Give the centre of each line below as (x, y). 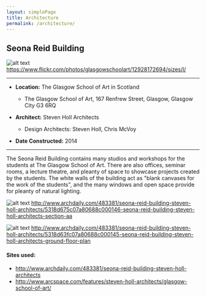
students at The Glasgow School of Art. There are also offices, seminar (96, 165)
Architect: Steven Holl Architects (57, 118)
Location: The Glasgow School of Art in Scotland (77, 87)
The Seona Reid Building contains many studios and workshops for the (96, 159)
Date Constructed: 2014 (46, 141)
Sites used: (21, 255)
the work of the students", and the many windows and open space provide (101, 185)
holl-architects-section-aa (39, 216)
